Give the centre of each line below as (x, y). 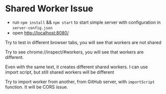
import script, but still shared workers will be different (60, 72)
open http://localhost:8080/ (41, 33)
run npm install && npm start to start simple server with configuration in (86, 22)
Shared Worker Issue (49, 9)
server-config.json (32, 28)
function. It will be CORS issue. (37, 87)
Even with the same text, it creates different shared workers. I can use (77, 67)
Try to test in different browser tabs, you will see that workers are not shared (83, 42)
